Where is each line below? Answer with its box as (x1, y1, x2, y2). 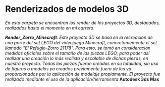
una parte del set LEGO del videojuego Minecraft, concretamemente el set (5, 39, 157, 45)
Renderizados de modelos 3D (5, 3, 129, 15)
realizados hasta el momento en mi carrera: (5, 25, 95, 30)
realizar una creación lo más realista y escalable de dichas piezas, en (5, 55, 149, 61)
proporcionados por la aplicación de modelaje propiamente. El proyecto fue (5, 71, 161, 77)
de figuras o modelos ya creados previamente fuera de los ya (5, 65, 132, 72)
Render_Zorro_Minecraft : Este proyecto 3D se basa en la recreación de (5, 34, 153, 40)
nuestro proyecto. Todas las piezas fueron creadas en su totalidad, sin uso (5, 60, 159, 66)
